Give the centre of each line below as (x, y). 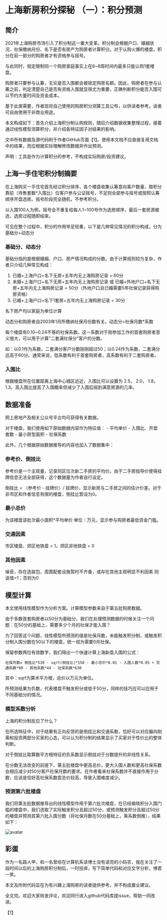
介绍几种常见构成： (33, 265)
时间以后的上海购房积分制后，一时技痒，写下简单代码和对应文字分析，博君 (85, 868)
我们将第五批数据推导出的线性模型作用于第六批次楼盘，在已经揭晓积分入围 (81, 803)
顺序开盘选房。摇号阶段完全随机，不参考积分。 (53, 199)
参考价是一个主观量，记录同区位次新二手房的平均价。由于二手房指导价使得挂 (83, 471)
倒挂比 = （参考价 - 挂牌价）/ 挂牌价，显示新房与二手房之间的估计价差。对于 (83, 488)
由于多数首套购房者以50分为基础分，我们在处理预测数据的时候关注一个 (78, 619)
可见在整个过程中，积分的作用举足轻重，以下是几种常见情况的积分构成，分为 (83, 226)
